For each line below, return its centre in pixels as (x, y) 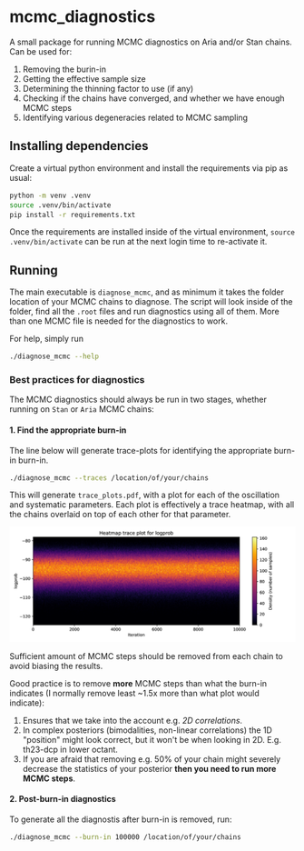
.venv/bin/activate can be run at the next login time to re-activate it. (138, 242)
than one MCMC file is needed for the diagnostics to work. (119, 321)
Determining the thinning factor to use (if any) (108, 88)
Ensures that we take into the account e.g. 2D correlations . (132, 720)
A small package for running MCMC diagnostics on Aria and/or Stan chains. (151, 42)
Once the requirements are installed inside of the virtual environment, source (152, 232)
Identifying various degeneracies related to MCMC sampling (135, 117)
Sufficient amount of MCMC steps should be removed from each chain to (147, 656)
